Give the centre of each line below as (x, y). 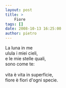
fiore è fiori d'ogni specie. (32, 80)
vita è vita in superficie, (29, 75)
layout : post (19, 10)
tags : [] (14, 24)
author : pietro (21, 33)
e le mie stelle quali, (25, 58)
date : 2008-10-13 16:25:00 (33, 29)
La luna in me (19, 48)
